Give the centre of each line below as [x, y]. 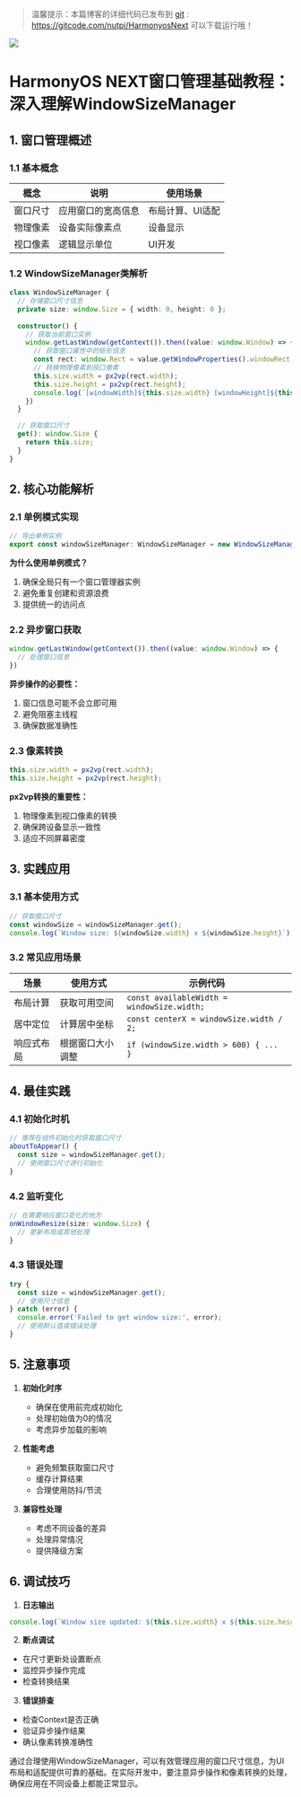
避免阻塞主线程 [50, 714]
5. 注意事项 [39, 1365]
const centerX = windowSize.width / [205, 1019]
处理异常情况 [59, 1539]
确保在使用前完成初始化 [79, 1407]
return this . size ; [60, 443]
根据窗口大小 [87, 1043]
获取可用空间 [87, 1003]
